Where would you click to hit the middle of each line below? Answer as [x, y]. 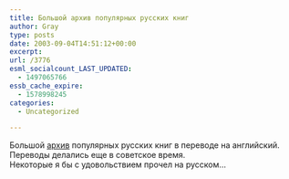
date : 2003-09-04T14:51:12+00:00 [73, 43]
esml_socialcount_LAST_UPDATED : [71, 69]
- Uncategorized [48, 111]
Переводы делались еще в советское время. [98, 155]
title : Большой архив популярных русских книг [99, 18]
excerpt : [26, 52]
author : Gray [34, 26]
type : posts [32, 35]
